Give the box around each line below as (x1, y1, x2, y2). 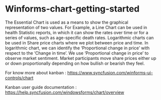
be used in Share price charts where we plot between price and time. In (5, 40, 148, 45)
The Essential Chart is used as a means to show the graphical (5, 19, 128, 25)
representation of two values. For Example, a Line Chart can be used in (5, 24, 147, 30)
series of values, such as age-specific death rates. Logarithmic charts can (5, 35, 154, 41)
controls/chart (5, 75, 34, 81)
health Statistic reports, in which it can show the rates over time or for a (5, 29, 148, 35)
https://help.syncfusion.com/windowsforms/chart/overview (5, 89, 125, 95)
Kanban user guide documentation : (5, 84, 77, 90)
